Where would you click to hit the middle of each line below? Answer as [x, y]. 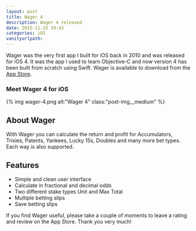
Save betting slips [36, 204]
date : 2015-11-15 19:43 [35, 28]
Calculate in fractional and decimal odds [63, 185]
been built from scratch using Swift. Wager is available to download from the [98, 68]
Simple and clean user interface [53, 179]
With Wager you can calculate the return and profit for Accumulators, [89, 135]
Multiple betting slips [40, 198]
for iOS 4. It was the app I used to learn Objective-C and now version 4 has [97, 61]
